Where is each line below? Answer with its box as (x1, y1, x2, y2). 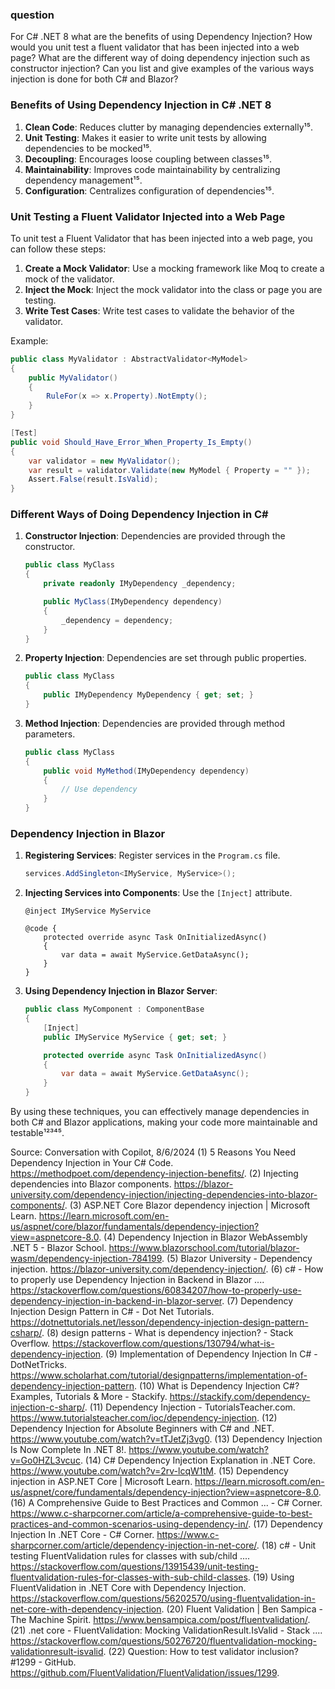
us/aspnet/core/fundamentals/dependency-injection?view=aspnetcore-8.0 (10, 1486, 319, 1498)
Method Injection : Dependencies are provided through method (24, 717, 286, 729)
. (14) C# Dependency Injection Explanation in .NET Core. (79, 1454, 316, 1467)
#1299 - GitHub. (10, 1656, 77, 1668)
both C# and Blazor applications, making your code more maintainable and (10, 1116, 318, 1128)
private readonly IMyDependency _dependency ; (43, 579, 237, 589)
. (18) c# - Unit (256, 1539, 317, 1552)
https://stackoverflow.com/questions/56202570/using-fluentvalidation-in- (10, 1593, 316, 1605)
